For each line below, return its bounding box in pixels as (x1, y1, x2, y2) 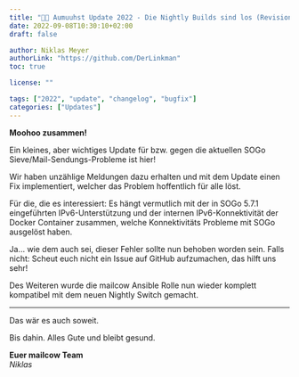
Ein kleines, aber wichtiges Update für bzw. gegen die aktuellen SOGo (9, 144, 266, 155)
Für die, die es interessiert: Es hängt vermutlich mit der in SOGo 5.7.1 (9, 198, 260, 209)
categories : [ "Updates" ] (9, 102, 101, 111)
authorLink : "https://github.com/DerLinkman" (9, 54, 181, 63)
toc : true (9, 62, 46, 71)
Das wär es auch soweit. (9, 315, 100, 325)
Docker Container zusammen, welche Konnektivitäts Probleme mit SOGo (9, 217, 276, 227)
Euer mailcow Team (9, 349, 84, 360)
